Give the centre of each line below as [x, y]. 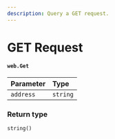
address [23, 95]
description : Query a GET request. [58, 13]
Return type [28, 114]
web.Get [18, 66]
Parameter [28, 84]
